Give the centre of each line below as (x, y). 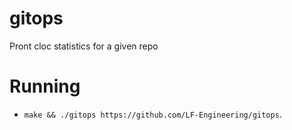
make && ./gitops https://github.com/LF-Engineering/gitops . (152, 114)
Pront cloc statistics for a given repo (84, 46)
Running (45, 86)
